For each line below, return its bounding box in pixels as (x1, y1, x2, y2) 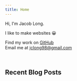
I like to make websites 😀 (5, 30, 57, 36)
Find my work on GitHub (5, 40, 54, 45)
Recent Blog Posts (5, 68, 62, 77)
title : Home (5, 7, 29, 12)
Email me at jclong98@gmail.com (5, 44, 72, 50)
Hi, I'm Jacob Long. (5, 20, 44, 26)
